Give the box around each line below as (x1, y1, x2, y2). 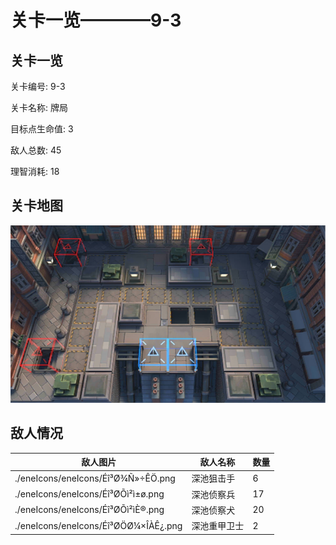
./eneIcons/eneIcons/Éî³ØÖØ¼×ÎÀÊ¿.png (14, 519, 183, 531)
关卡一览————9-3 (10, 9, 182, 32)
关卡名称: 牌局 (10, 102, 68, 113)
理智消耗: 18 (10, 166, 60, 177)
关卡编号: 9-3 (10, 81, 66, 92)
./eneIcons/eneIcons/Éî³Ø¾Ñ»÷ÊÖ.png (14, 472, 176, 484)
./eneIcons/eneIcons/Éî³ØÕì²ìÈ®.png (14, 504, 165, 516)
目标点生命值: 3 (10, 123, 74, 135)
